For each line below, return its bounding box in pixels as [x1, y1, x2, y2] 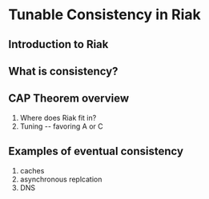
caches [19, 165, 45, 175]
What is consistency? [8, 64, 119, 78]
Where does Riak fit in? [19, 113, 97, 122]
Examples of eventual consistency [8, 145, 184, 158]
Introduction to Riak [8, 38, 109, 51]
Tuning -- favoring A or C [19, 121, 103, 131]
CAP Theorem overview [8, 92, 130, 105]
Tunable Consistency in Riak [8, 6, 202, 24]
